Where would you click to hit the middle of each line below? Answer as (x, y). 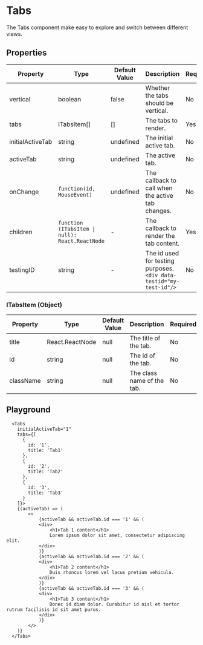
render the (160, 235)
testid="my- (163, 281)
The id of (142, 356)
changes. (159, 211)
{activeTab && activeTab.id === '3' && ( (92, 588)
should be (159, 103)
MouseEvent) (75, 194)
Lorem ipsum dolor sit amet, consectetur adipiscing (117, 535)
